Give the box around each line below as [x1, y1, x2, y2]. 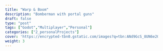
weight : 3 [5, 39, 25, 44]
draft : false [5, 16, 32, 21]
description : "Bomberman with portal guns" [5, 12, 95, 17]
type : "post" [5, 20, 32, 26]
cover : [5, 34, 18, 39]
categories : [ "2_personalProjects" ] [5, 30, 79, 34]
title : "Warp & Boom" [5, 7, 49, 12]
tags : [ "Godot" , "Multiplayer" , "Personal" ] [5, 25, 92, 30]
